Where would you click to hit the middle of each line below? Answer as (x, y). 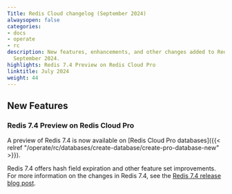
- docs (17, 33)
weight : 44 (23, 78)
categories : (24, 26)
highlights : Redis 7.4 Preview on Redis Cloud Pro (81, 65)
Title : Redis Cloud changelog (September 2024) (77, 13)
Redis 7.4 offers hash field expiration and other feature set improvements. (112, 168)
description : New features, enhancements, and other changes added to (111, 52)
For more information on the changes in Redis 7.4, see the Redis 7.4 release (114, 176)
